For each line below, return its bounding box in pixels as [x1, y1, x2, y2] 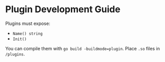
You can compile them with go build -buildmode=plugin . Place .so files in [5, 45, 160, 51]
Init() [12, 37, 27, 42]
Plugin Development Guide [5, 4, 121, 15]
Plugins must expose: [5, 20, 50, 26]
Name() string [12, 31, 43, 36]
